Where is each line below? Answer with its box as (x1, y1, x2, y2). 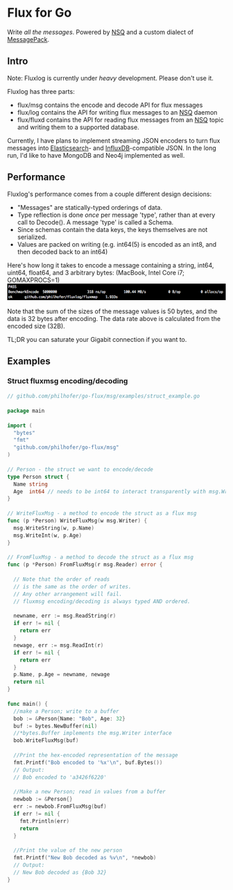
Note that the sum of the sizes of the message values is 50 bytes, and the (7, 307, 218, 315)
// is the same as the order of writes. (13, 583, 132, 590)
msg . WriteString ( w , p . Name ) (13, 525, 95, 531)
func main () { (7, 700, 49, 707)
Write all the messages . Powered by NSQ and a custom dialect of (7, 28, 194, 36)
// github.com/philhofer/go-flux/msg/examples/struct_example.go (7, 393, 200, 400)
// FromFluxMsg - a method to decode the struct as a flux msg (7, 554, 194, 561)
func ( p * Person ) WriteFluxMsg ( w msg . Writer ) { (7, 518, 148, 525)
